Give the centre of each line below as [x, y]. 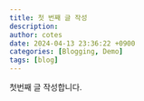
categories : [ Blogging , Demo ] [67, 52]
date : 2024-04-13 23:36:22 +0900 [72, 43]
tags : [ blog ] [34, 60]
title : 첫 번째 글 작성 [48, 18]
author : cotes [36, 35]
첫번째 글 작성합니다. [46, 87]
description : [34, 26]
